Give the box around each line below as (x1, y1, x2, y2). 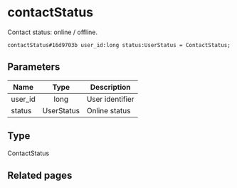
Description (90, 82, 131, 92)
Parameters (7, 61, 60, 73)
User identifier (86, 94, 135, 104)
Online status (86, 105, 131, 115)
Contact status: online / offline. (7, 28, 98, 36)
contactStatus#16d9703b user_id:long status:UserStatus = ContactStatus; (7, 41, 231, 48)
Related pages (7, 169, 73, 182)
